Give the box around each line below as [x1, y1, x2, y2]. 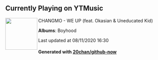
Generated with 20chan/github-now [38, 49, 117, 55]
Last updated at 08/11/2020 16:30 [38, 37, 109, 43]
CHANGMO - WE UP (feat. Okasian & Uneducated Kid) [38, 17, 153, 23]
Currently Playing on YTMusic [5, 4, 103, 13]
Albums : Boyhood [38, 27, 77, 34]
